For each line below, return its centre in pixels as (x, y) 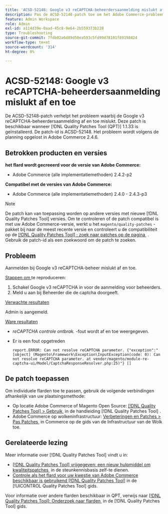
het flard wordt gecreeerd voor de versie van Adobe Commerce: (73, 165)
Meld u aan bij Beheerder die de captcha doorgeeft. (65, 293)
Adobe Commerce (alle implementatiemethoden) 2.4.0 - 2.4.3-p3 (80, 194)
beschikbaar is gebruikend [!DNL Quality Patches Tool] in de (74, 480)
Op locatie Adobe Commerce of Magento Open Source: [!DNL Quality (84, 405)
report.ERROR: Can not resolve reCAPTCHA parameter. (68, 350)
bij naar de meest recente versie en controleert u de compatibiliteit (89, 229)
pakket (12, 229)
